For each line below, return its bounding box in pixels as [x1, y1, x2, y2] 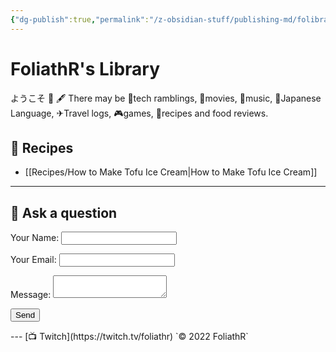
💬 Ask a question [10, 204, 118, 221]
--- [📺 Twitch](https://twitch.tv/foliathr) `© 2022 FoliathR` [10, 331, 249, 343]
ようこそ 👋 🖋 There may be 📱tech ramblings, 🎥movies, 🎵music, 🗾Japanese [10, 92, 322, 104]
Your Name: [10, 232, 60, 244]
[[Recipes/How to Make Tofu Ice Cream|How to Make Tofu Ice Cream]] [24, 166, 318, 178]
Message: [10, 289, 52, 301]
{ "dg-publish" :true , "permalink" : [10, 14, 150, 25]
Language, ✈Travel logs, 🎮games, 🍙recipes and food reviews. [10, 107, 269, 119]
